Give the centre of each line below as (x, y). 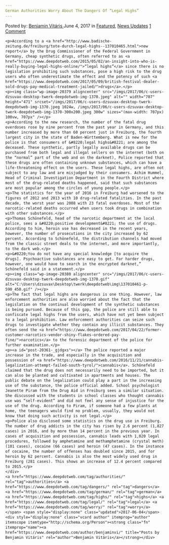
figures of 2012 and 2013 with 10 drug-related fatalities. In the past (83, 198)
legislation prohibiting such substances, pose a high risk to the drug (83, 71)
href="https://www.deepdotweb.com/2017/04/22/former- (104, 330)
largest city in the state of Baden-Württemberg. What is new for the (81, 137)
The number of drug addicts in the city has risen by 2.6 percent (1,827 (85, 426)
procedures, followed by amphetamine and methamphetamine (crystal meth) (85, 441)
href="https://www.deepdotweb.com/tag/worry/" (55, 507)
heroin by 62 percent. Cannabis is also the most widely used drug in (81, 456)
